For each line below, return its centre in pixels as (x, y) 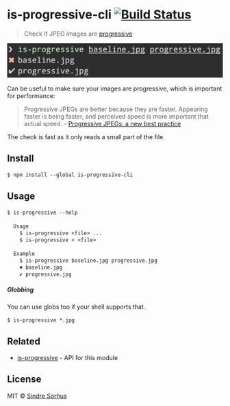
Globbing (21, 289)
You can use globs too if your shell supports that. (76, 307)
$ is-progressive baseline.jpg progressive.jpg (88, 261)
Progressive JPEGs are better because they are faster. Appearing (116, 109)
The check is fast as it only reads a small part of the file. (86, 136)
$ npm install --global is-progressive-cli (70, 175)
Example (24, 254)
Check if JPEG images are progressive (78, 34)
